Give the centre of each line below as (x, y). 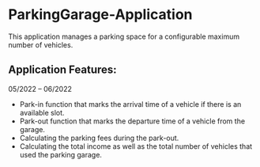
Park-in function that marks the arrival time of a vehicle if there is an (130, 104)
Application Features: (62, 70)
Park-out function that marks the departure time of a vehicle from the (132, 121)
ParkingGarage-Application (100, 15)
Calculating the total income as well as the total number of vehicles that (136, 146)
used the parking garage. (61, 154)
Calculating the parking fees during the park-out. (99, 138)
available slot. (42, 112)
